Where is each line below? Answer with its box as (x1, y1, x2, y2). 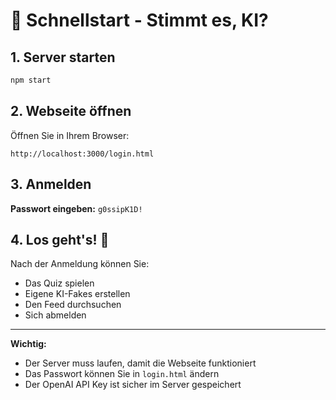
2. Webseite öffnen (10, 103, 132, 120)
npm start (10, 75, 52, 85)
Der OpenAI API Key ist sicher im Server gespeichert (24, 379, 242, 391)
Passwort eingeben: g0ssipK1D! (10, 202, 143, 214)
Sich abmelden (24, 309, 87, 321)
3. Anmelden (10, 176, 92, 193)
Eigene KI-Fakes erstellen (24, 288, 131, 300)
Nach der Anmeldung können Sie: (10, 258, 150, 270)
